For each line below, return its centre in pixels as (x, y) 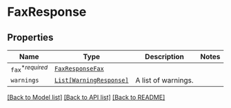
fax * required (29, 69)
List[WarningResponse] (91, 80)
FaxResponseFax (79, 69)
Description (164, 57)
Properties (30, 37)
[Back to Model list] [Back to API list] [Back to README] (86, 98)
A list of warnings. (165, 80)
